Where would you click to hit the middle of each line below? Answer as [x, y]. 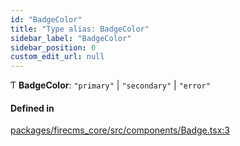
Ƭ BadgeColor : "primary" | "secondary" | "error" [110, 85]
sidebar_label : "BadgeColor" [71, 38]
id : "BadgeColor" [46, 19]
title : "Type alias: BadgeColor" [80, 29]
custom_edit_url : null [57, 57]
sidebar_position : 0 [53, 47]
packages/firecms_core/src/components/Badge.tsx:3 [120, 130]
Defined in [32, 108]
